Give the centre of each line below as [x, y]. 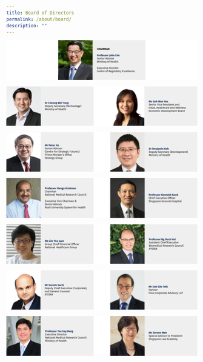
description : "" [27, 25]
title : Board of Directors [40, 13]
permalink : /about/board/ [39, 19]
